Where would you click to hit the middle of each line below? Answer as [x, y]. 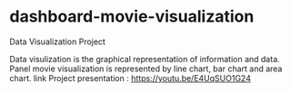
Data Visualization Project [58, 41]
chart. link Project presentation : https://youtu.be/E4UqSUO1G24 [130, 78]
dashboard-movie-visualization [132, 17]
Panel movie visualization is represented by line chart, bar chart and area [146, 69]
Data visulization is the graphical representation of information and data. [145, 59]
